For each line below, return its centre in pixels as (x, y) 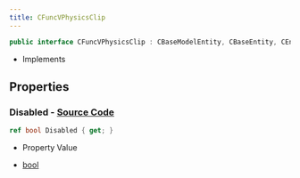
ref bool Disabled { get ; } (62, 131)
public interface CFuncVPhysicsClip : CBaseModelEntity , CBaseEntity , (143, 42)
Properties (39, 87)
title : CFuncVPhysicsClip (57, 17)
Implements (44, 59)
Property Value (50, 148)
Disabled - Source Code (62, 112)
